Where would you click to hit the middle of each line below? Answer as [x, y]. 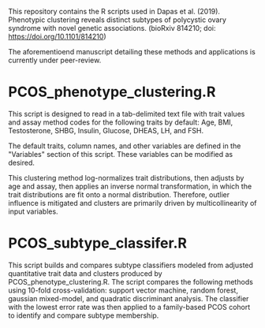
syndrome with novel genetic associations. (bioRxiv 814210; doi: [112, 28]
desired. [22, 162]
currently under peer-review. [55, 60]
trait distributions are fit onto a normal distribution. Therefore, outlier [119, 194]
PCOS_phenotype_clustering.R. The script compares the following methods [131, 281]
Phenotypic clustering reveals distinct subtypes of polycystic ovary [118, 20]
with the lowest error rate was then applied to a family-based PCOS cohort [129, 307]
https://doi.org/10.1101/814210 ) [57, 36]
